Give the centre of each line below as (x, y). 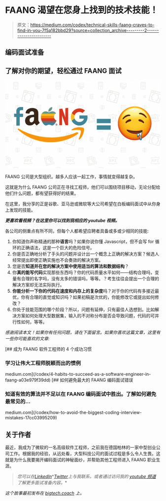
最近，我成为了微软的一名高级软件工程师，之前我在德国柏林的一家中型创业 (81, 448)
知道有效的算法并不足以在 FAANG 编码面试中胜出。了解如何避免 (81, 394)
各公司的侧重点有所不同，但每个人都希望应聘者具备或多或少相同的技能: (77, 231)
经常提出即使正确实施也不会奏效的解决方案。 (58, 260)
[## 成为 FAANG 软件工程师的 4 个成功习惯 (49, 349)
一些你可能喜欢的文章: (28, 338)
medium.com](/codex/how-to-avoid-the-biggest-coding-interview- (73, 412)
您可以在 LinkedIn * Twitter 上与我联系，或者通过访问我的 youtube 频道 (86, 477)
